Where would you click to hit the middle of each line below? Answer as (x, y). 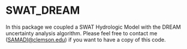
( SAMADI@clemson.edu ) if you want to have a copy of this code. (86, 39)
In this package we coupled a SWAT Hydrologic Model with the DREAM (93, 27)
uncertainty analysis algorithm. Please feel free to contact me (82, 33)
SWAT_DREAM (43, 10)
